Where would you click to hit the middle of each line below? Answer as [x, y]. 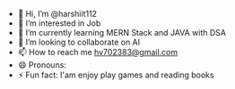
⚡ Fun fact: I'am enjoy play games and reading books [116, 75]
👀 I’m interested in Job [59, 23]
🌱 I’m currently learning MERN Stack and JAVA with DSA [122, 32]
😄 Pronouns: [42, 65]
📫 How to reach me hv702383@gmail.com [97, 52]
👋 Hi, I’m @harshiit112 [57, 14]
